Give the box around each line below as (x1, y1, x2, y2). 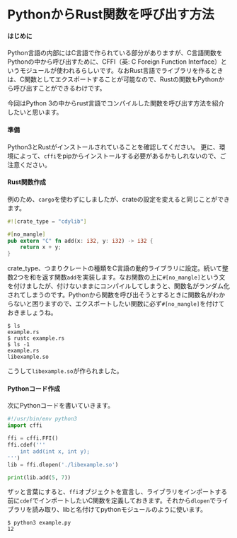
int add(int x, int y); (20, 447, 91, 455)
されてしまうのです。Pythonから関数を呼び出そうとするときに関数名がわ (7, 291, 219, 299)
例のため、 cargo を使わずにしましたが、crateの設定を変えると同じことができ (7, 195, 230, 203)
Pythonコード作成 (7, 384, 60, 393)
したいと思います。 (7, 108, 63, 117)
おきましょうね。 (7, 309, 57, 317)
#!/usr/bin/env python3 (7, 416, 78, 423)
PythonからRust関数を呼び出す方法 (7, 6, 214, 23)
